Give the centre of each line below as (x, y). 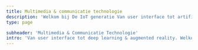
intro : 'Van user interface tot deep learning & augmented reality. (92, 38)
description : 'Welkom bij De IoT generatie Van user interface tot (91, 17)
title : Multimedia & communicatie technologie (64, 11)
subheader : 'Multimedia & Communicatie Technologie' (72, 33)
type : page (19, 22)
